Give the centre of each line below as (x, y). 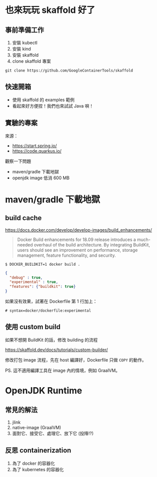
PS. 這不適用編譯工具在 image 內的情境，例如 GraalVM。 (63, 370)
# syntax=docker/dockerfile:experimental (48, 311)
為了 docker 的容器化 (33, 463)
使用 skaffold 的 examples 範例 (43, 100)
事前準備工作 (25, 30)
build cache (23, 218)
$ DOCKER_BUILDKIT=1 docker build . (43, 264)
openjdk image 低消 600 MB (41, 178)
